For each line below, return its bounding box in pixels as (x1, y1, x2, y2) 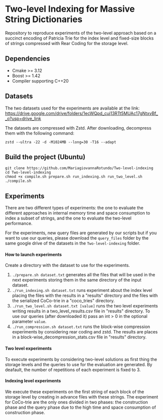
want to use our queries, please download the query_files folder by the (5, 235, 149, 241)
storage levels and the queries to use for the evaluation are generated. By (5, 361, 152, 367)
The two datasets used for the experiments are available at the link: (5, 105, 140, 111)
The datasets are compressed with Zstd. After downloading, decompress (5, 125, 152, 131)
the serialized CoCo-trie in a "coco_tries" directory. (12, 298, 115, 304)
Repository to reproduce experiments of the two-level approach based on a (5, 30, 157, 36)
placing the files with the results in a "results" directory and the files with (12, 292, 158, 299)
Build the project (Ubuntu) (5, 153, 86, 161)
